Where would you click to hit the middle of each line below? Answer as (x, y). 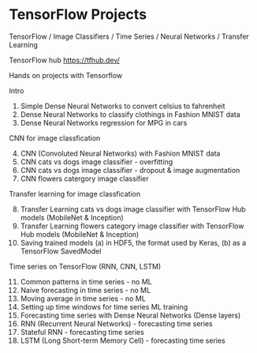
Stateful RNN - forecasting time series (82, 332)
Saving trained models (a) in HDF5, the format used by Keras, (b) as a (133, 242)
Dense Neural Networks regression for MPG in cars (104, 122)
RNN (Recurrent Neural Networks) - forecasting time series (116, 323)
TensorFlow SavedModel (61, 251)
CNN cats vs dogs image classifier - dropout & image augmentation (130, 170)
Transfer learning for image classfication (75, 193)
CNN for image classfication (55, 138)
